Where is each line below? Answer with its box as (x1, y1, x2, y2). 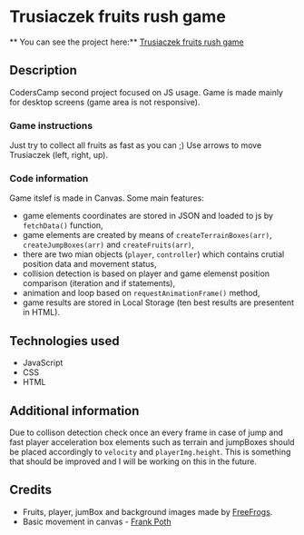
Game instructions (9, 119, 93, 132)
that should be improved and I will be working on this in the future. (9, 456, 257, 467)
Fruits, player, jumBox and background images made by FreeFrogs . (22, 506, 273, 517)
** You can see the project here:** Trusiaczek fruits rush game (9, 36, 244, 47)
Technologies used (9, 333, 120, 349)
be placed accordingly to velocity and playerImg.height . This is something (9, 446, 291, 457)
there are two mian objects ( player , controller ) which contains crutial (22, 249, 285, 260)
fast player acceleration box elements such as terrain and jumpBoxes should (9, 436, 295, 447)
